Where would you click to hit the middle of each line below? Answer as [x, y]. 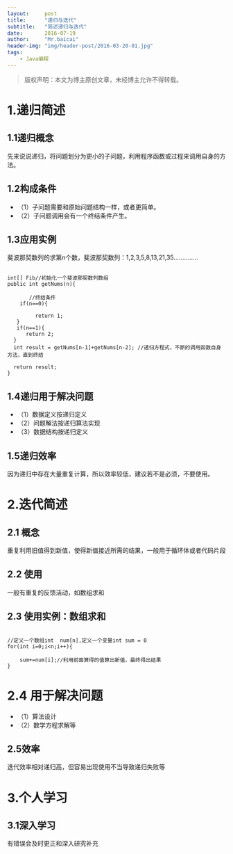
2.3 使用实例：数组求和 [57, 617]
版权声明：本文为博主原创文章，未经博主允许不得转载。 [103, 79]
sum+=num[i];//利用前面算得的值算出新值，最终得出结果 [90, 660]
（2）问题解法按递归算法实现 [59, 423]
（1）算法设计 [37, 716]
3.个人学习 [37, 798]
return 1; [49, 316]
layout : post [32, 14]
